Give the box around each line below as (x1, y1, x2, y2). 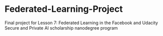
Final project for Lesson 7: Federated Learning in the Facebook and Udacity (4, 20, 159, 26)
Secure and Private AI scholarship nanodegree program (4, 25, 118, 31)
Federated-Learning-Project (4, 3, 123, 15)
